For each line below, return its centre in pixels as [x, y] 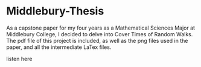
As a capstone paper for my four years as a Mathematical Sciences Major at [101, 28]
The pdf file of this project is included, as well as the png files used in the [97, 40]
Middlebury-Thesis [55, 11]
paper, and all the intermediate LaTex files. [59, 47]
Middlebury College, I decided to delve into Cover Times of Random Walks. [100, 34]
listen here [19, 59]
